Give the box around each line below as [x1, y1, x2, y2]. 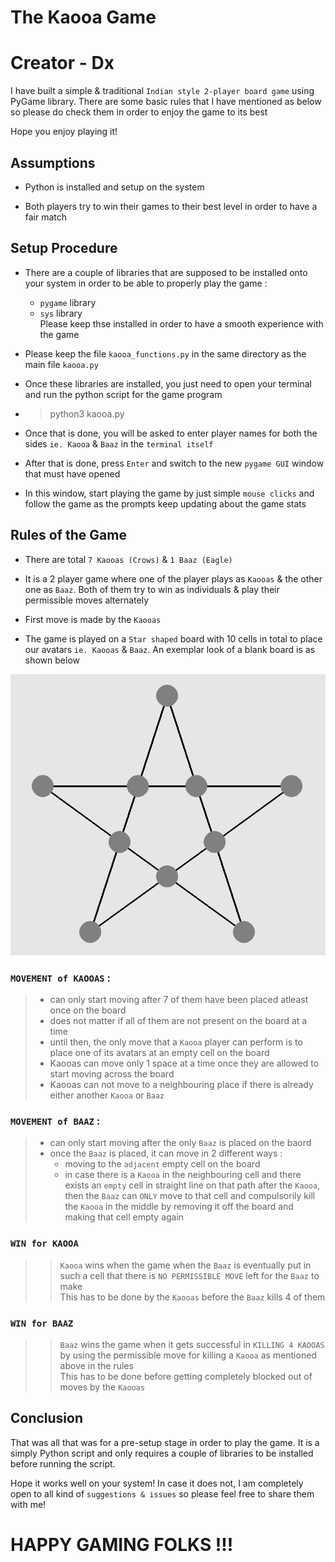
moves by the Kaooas [59, 1381, 146, 1393]
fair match [24, 211, 68, 223]
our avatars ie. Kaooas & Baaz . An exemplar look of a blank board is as [24, 643, 316, 655]
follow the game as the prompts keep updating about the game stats [24, 497, 307, 510]
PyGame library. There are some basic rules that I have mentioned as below [10, 96, 322, 108]
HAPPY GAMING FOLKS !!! [10, 1533, 234, 1556]
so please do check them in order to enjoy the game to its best [10, 106, 268, 118]
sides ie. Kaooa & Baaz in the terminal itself [24, 437, 214, 450]
